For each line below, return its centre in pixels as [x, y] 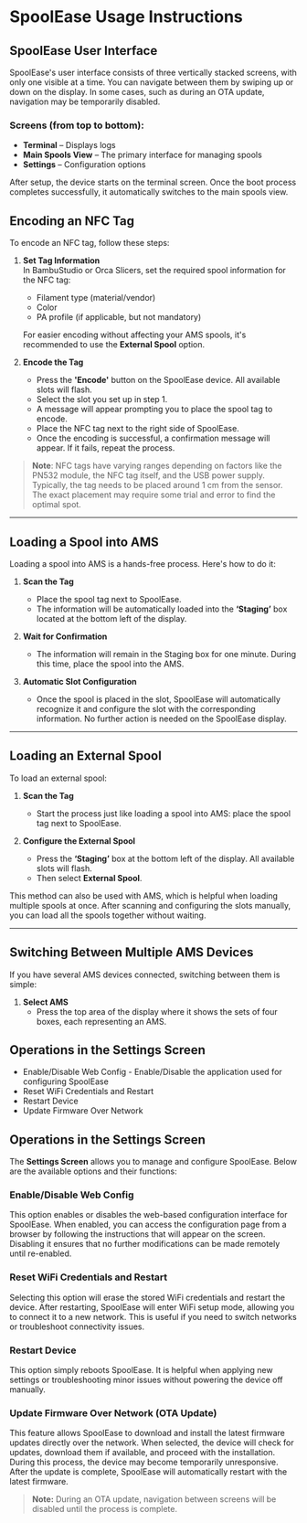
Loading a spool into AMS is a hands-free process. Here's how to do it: [143, 563]
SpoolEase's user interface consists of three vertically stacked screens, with [153, 72]
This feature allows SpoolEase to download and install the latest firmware [148, 1433]
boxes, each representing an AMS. [101, 1021]
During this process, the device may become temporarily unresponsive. [144, 1462]
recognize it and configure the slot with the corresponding [146, 708]
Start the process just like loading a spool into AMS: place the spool [163, 813]
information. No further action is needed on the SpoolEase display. [162, 719]
